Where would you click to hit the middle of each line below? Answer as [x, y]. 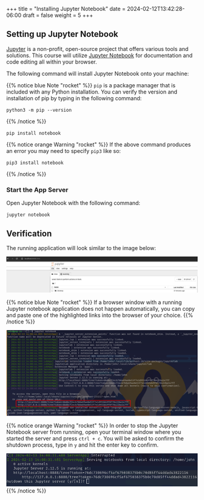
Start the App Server [37, 189]
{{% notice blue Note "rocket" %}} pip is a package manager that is [91, 85]
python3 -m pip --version [39, 110]
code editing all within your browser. [52, 62]
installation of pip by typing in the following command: [74, 98]
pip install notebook [34, 133]
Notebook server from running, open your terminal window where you [94, 432]
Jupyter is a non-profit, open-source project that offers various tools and [97, 49]
